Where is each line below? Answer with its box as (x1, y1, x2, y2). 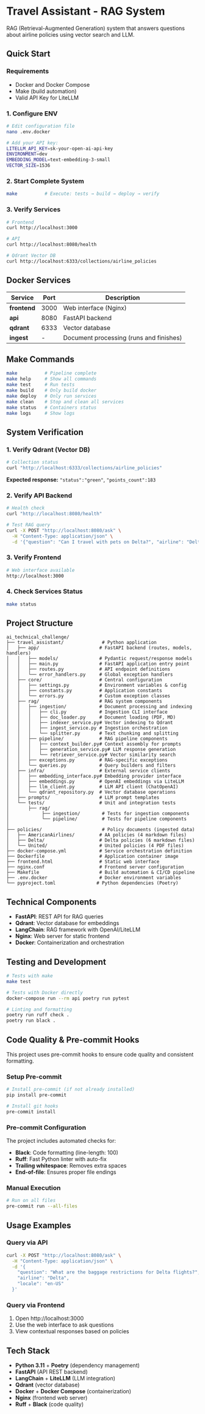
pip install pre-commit (6, 1092, 67, 1098)
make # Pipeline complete (6, 370, 97, 376)
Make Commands (6, 354, 74, 364)
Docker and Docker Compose (15, 81, 90, 88)
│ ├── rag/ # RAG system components (6, 698, 163, 705)
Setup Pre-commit (6, 1072, 62, 1081)
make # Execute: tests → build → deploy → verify (6, 191, 160, 197)
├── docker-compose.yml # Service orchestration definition (6, 848, 192, 854)
